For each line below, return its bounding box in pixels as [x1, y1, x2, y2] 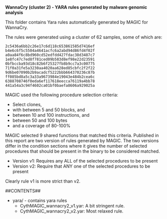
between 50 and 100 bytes [12, 117, 67, 123]
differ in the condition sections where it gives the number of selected [5, 143, 147, 149]
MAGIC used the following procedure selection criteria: [5, 92, 118, 98]
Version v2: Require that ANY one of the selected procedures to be [12, 163, 150, 169]
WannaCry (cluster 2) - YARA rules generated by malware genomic [5, 4, 147, 10]
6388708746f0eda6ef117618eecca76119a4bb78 [5, 79, 95, 84]
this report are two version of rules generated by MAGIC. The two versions [5, 138, 159, 144]
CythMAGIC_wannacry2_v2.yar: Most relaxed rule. [19, 208, 123, 214]
